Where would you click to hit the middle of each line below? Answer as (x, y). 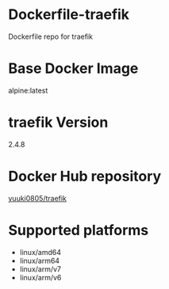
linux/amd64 (40, 252)
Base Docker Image (73, 68)
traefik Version (58, 122)
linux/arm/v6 (40, 277)
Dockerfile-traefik (69, 15)
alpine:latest (28, 90)
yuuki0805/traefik (38, 198)
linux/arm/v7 (40, 269)
